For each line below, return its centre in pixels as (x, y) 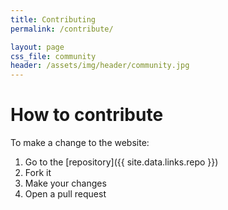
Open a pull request (65, 194)
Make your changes (65, 183)
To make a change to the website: (80, 143)
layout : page (37, 47)
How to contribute (87, 115)
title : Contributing (53, 19)
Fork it (38, 173)
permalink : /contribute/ (62, 29)
